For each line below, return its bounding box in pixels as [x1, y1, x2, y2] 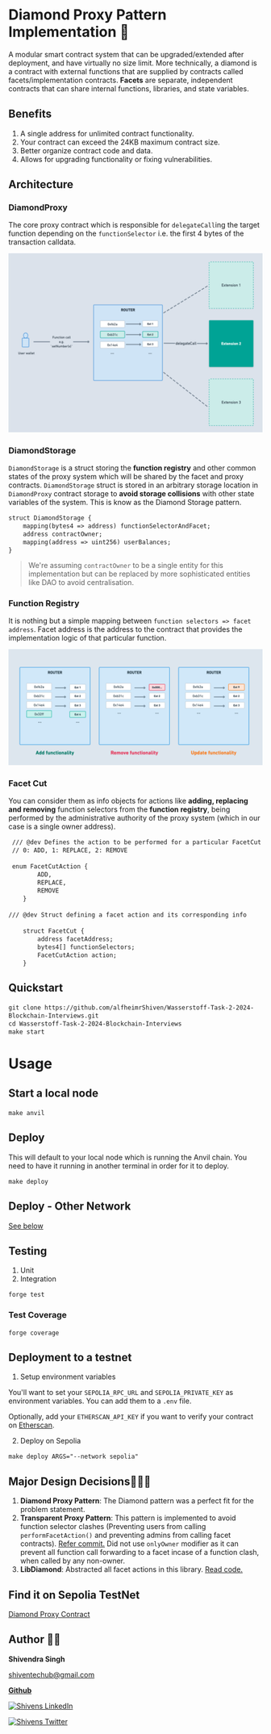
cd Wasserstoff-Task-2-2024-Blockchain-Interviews [8, 1019, 182, 1028]
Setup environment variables [19, 1372, 116, 1381]
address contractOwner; [23, 530, 103, 538]
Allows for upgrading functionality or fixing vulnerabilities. [19, 154, 212, 164]
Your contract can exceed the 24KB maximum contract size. [19, 137, 220, 147]
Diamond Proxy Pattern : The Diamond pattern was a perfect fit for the [19, 1496, 254, 1506]
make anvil [8, 1109, 45, 1117]
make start [8, 1027, 45, 1036]
